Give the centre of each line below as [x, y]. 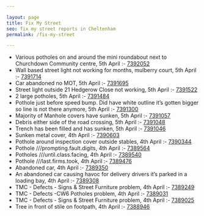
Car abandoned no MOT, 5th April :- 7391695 [72, 83]
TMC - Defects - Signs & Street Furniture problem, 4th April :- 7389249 [105, 187]
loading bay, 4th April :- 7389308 [57, 181]
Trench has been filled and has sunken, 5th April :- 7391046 [90, 128]
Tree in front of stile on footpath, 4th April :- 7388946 [82, 207]
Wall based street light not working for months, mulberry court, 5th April [106, 70]
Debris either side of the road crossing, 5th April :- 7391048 [90, 122]
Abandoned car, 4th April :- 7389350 [62, 168]
